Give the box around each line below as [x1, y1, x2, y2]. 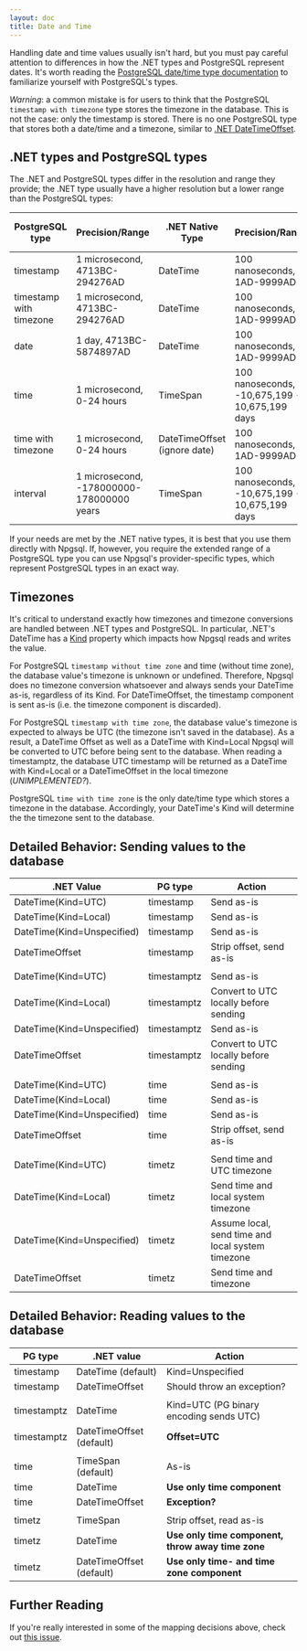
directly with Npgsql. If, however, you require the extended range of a [9, 543, 271, 554]
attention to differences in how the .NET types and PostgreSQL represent [9, 57, 285, 68]
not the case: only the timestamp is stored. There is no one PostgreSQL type [9, 113, 297, 124]
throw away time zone [165, 1539, 265, 1552]
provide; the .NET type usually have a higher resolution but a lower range [9, 184, 285, 195]
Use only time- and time [165, 1555, 276, 1568]
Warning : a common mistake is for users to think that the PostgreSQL [9, 93, 270, 105]
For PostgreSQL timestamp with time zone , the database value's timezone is [9, 717, 298, 728]
